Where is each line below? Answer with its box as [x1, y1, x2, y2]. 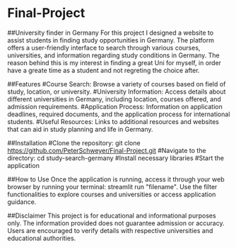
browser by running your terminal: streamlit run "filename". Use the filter [7, 182, 218, 191]
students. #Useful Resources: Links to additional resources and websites [7, 117, 220, 125]
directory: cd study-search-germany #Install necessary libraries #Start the [7, 154, 225, 162]
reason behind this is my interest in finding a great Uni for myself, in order [7, 58, 221, 67]
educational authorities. [7, 234, 76, 242]
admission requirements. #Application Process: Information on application [7, 102, 223, 111]
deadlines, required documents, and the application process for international [7, 110, 230, 118]
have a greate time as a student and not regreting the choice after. [7, 66, 200, 74]
